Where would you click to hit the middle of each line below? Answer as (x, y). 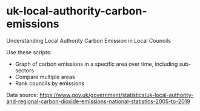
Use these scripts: (29, 52)
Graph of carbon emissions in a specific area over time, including (96, 64)
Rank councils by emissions (50, 83)
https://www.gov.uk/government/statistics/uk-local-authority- (116, 95)
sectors (25, 70)
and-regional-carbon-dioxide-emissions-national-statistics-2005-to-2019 (98, 101)
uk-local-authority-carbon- (77, 11)
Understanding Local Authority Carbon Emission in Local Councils (89, 40)
